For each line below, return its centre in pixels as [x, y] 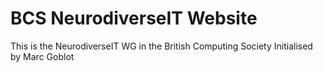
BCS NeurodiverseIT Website [134, 18]
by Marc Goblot [42, 56]
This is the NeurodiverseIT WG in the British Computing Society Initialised [161, 46]
